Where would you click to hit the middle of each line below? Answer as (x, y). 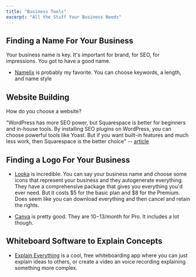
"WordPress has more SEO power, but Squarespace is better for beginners (96, 123)
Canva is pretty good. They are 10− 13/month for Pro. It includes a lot (97, 216)
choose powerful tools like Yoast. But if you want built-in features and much (97, 135)
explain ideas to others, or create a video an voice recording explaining (100, 261)
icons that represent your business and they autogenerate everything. (99, 180)
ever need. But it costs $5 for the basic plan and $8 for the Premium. (97, 192)
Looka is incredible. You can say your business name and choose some (101, 174)
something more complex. (46, 268)
